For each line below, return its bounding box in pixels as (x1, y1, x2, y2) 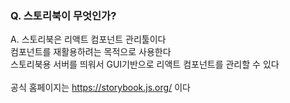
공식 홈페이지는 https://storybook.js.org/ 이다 (10, 82, 191, 94)
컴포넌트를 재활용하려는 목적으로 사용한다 (10, 46, 172, 58)
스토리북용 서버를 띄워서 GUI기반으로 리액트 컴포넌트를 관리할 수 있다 (10, 58, 280, 71)
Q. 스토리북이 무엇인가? (10, 8, 117, 22)
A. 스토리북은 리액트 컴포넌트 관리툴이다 (10, 33, 167, 46)
